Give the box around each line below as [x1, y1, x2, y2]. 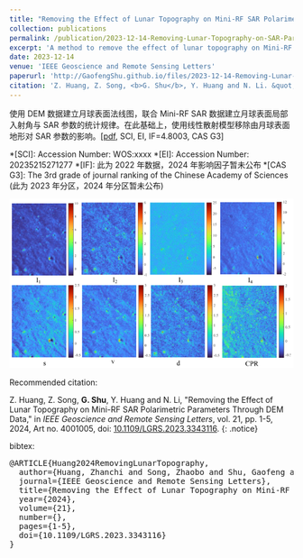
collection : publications [9, 23, 106, 33]
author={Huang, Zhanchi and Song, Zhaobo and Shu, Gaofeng [18, 467, 286, 477]
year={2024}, [18, 494, 77, 504]
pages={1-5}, [18, 521, 77, 531]
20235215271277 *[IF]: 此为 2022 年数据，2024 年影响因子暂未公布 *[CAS [9, 159, 287, 170]
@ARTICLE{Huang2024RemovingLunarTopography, [9, 458, 210, 468]
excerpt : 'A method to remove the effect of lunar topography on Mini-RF [9, 43, 293, 52]
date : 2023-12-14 [9, 52, 75, 62]
